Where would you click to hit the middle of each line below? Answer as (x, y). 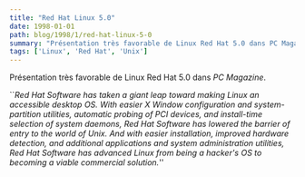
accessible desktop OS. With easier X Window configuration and (131, 104)
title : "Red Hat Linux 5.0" (63, 18)
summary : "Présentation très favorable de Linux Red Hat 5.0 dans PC (144, 43)
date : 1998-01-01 (42, 26)
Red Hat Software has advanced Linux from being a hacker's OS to (136, 153)
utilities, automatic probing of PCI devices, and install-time (153, 114)
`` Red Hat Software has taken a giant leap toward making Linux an (135, 95)
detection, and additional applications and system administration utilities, (147, 143)
